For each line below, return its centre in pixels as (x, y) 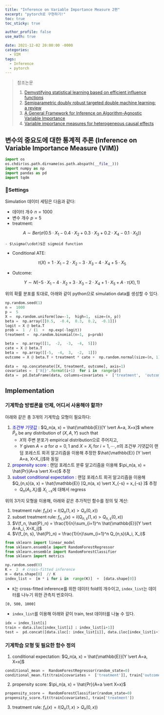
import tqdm (17, 177)
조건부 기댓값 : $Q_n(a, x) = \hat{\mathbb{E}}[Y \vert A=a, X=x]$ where (83, 427)
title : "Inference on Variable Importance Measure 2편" (63, 10)
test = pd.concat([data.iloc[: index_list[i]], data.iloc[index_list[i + (82, 632)
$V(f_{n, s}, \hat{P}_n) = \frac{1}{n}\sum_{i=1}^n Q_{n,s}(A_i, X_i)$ (79, 534)
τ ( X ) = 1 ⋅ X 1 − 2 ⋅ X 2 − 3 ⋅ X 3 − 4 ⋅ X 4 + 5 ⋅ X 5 (82, 263)
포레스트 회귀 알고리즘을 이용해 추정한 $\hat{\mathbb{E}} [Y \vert (88, 453)
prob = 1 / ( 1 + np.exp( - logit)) (43, 330)
